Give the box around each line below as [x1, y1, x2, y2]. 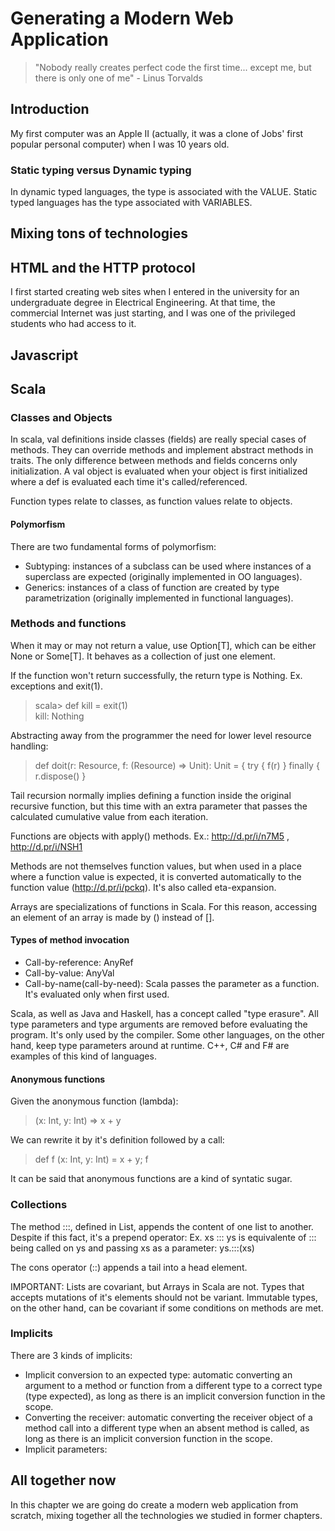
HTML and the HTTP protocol [10, 259, 196, 276]
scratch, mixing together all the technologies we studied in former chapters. [10, 1509, 323, 1521]
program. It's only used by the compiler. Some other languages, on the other [10, 1029, 325, 1041]
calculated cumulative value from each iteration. [10, 810, 209, 822]
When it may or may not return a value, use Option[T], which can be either [10, 639, 317, 651]
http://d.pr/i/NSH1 [10, 840, 83, 852]
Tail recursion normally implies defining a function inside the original [10, 789, 292, 801]
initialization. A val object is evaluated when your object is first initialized [10, 465, 308, 477]
